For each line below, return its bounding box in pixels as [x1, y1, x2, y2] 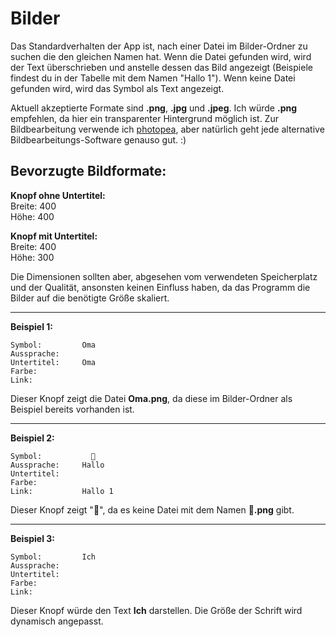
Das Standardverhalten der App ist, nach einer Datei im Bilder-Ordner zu [10, 40, 308, 52]
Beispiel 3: [10, 532, 56, 544]
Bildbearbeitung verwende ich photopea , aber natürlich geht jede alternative [10, 123, 325, 135]
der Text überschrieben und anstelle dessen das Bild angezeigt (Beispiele [10, 61, 313, 73]
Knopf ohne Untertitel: [10, 189, 106, 201]
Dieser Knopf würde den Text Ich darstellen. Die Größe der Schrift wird [10, 604, 303, 616]
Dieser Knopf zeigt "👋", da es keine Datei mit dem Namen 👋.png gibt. [10, 503, 295, 516]
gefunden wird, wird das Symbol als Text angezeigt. [10, 82, 225, 94]
